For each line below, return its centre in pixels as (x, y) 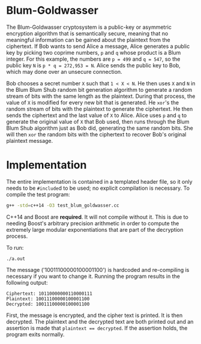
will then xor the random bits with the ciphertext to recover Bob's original (96, 134)
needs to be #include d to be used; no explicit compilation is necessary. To (98, 188)
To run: (15, 247)
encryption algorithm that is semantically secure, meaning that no (87, 33)
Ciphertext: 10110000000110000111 (49, 294)
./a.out (16, 259)
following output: (27, 282)
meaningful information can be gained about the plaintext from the (88, 40)
